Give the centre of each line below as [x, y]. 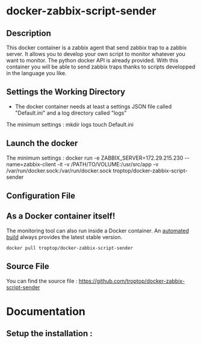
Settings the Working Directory [66, 92]
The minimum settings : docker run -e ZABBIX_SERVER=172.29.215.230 [95, 158]
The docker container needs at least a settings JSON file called [93, 106]
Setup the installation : [49, 333]
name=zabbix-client [31, 164]
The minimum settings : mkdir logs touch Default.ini [70, 124]
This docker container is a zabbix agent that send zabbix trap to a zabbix [97, 47]
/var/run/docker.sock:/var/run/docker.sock [59, 170]
